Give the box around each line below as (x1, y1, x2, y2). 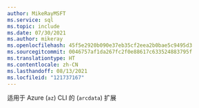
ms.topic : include (7, 23, 60, 30)
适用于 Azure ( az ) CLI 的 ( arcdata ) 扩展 (7, 94, 117, 102)
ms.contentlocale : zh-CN (7, 61, 78, 68)
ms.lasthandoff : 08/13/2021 (7, 67, 88, 74)
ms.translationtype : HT (7, 55, 76, 62)
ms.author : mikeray (7, 36, 63, 43)
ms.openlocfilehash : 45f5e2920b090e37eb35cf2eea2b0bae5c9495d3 (7, 42, 193, 49)
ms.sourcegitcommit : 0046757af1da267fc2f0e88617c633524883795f (7, 49, 193, 56)
